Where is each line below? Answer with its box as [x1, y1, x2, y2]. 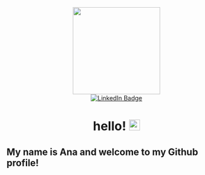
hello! [93, 119, 127, 135]
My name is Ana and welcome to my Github [6, 146, 199, 158]
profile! [6, 157, 39, 169]
